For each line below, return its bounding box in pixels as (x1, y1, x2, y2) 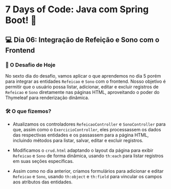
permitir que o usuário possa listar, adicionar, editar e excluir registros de (5, 83, 159, 90)
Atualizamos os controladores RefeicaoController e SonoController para (12, 121, 166, 127)
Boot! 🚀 (5, 14, 37, 26)
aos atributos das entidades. (12, 179, 73, 185)
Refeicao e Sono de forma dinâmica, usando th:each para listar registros (12, 153, 164, 159)
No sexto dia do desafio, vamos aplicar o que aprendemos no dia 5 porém (5, 73, 161, 79)
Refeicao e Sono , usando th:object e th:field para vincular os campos (12, 174, 162, 180)
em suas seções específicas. (12, 158, 74, 164)
